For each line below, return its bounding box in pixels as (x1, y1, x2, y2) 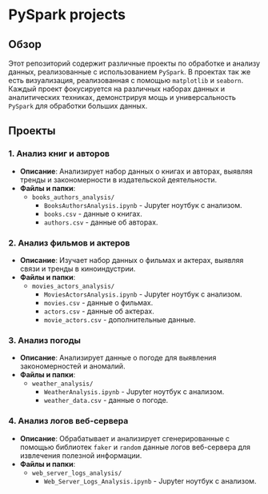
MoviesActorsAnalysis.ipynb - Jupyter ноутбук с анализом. (43, 289, 242, 299)
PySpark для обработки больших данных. (8, 102, 148, 110)
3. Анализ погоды (8, 334, 82, 345)
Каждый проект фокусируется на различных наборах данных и (8, 84, 226, 94)
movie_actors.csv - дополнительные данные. (43, 314, 196, 325)
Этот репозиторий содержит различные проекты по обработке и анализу (8, 58, 261, 68)
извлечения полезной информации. (19, 450, 142, 460)
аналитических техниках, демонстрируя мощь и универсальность (8, 93, 236, 102)
